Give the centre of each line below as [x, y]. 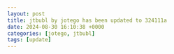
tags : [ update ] [29, 40]
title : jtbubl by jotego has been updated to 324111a [87, 20]
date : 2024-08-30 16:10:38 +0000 [56, 27]
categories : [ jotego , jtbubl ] [51, 33]
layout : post [26, 14]
